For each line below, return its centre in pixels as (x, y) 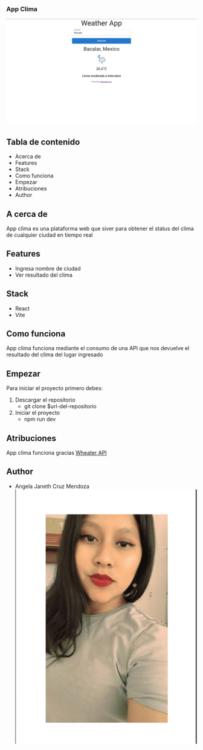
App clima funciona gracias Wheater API (56, 453)
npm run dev (40, 419)
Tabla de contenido (43, 142)
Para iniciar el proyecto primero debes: (55, 388)
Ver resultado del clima (43, 275)
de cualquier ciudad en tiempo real (50, 235)
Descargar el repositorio (45, 400)
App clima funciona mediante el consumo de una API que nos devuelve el (98, 348)
